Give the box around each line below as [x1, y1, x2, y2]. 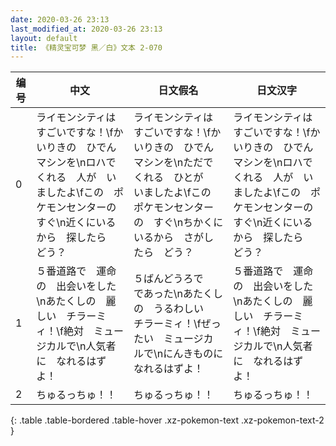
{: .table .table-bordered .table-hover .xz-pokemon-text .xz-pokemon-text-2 [10, 414, 325, 426]
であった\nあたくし [133, 287, 223, 301]
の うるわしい [133, 302, 204, 316]
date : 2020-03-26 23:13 [10, 14, 110, 25]
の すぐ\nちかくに [133, 216, 224, 230]
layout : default [10, 33, 78, 43]
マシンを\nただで [133, 156, 214, 170]
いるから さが [133, 231, 204, 245]
